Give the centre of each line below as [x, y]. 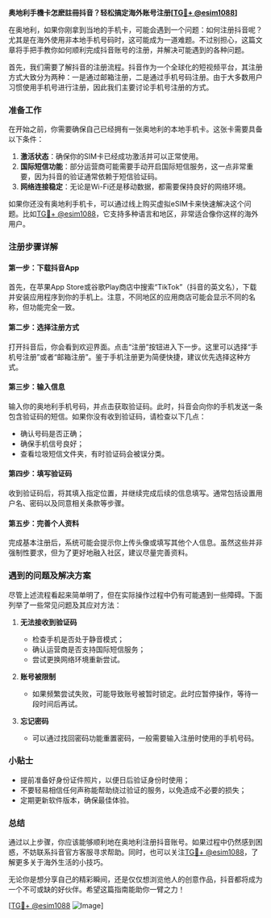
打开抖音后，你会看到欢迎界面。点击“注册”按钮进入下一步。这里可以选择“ [130, 347]
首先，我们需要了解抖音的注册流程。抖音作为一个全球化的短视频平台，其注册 [135, 67]
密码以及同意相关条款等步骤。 [79, 503]
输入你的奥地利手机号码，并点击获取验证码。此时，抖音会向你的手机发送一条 [135, 406]
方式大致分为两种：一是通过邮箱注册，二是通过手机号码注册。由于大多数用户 [135, 77]
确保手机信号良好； [52, 444]
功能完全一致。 [54, 307]
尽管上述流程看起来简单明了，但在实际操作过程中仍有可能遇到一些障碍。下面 [135, 595]
